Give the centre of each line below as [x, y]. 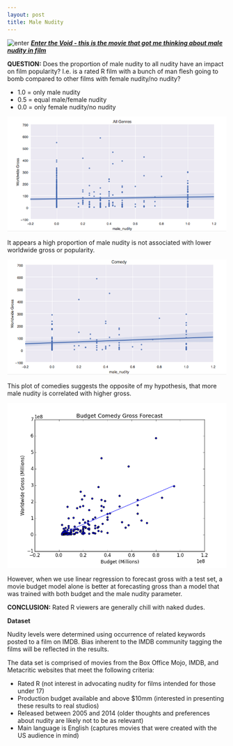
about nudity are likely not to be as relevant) [80, 720]
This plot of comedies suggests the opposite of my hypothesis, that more [112, 386]
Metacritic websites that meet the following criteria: [81, 670]
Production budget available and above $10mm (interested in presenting [121, 698]
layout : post [26, 15]
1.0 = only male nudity [49, 92]
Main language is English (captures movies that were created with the [117, 728]
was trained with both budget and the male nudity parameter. [95, 593]
